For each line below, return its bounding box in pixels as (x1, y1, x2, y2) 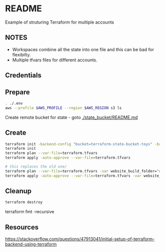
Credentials (5, 71, 42, 80)
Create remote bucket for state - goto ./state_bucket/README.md (5, 114, 138, 120)
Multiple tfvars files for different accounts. (12, 57, 98, 63)
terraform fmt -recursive (5, 209, 55, 215)
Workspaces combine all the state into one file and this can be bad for (12, 46, 154, 52)
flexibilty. (12, 52, 31, 57)
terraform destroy (5, 200, 43, 205)
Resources (5, 223, 39, 231)
